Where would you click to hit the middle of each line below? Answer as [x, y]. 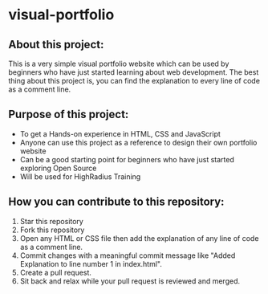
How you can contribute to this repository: [116, 202]
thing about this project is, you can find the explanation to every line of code [134, 81]
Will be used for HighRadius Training [80, 176]
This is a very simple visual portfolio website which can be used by [119, 63]
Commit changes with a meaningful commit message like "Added [128, 255]
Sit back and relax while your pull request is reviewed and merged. [130, 281]
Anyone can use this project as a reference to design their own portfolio [138, 142]
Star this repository [52, 221]
